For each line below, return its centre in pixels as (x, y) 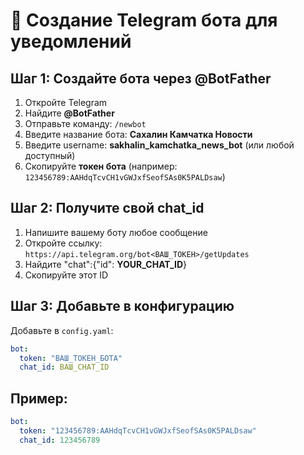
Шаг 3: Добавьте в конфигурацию (122, 306)
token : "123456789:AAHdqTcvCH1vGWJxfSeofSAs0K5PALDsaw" (138, 430)
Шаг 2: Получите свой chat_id (107, 208)
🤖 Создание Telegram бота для (144, 20)
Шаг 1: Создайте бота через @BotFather (141, 78)
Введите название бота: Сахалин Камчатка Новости (138, 134)
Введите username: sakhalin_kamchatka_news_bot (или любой (159, 145)
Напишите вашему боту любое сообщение (116, 232)
